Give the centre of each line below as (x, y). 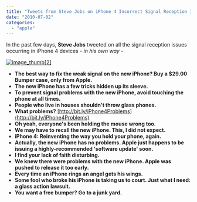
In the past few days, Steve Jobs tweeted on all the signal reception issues (97, 45)
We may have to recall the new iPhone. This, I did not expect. (90, 130)
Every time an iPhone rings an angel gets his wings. (79, 174)
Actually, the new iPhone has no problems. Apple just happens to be (99, 143)
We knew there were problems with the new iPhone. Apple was (93, 161)
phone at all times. (38, 99)
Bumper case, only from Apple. (53, 80)
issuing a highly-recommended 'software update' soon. (84, 149)
